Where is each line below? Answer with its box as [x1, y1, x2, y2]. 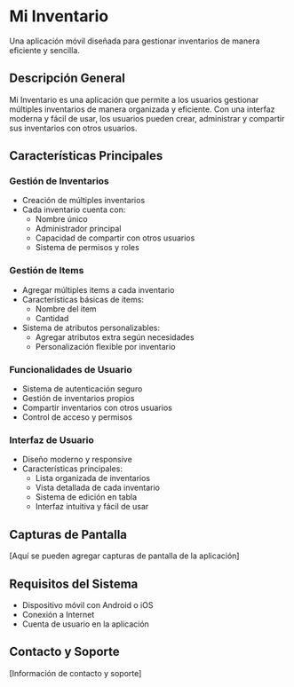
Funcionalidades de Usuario [9, 363, 132, 375]
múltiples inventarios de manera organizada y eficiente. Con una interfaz [9, 104, 275, 114]
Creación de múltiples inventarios [21, 195, 146, 206]
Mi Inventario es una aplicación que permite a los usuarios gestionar [9, 94, 259, 105]
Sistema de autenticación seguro [21, 383, 143, 394]
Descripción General [9, 71, 126, 86]
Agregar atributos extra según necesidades [35, 331, 195, 343]
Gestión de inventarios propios [21, 393, 135, 404]
